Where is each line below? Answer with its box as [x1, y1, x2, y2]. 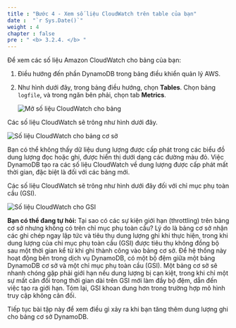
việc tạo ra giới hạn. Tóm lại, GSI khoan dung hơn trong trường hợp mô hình [7, 284, 225, 293]
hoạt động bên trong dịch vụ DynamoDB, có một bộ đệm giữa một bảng [7, 254, 216, 262]
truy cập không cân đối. [7, 291, 77, 300]
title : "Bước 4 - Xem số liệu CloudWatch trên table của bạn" [7, 10, 197, 18]
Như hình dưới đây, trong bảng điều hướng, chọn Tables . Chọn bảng [17, 83, 216, 92]
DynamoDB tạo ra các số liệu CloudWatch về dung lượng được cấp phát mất [7, 160, 228, 169]
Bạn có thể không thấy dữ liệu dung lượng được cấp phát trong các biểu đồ [7, 145, 225, 154]
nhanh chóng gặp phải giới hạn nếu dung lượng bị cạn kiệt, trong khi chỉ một [7, 269, 229, 277]
